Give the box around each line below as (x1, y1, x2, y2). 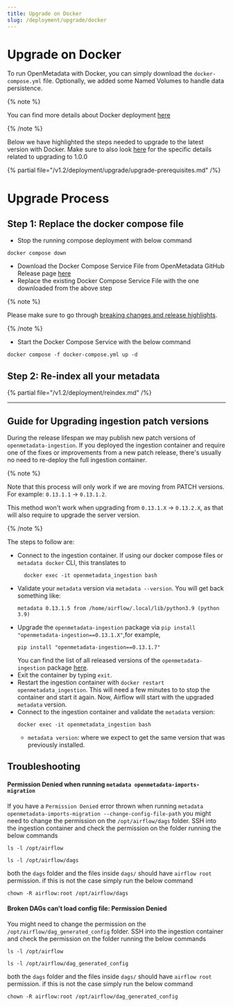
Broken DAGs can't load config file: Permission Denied (7, 904, 168, 913)
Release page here (17, 269, 71, 278)
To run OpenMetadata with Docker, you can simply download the (7, 69, 193, 78)
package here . (47, 663, 89, 672)
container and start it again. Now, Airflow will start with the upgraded (17, 693, 214, 702)
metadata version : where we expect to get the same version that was (27, 734, 225, 742)
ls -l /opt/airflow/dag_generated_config (7, 960, 129, 967)
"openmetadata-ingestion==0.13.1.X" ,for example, (17, 631, 161, 639)
